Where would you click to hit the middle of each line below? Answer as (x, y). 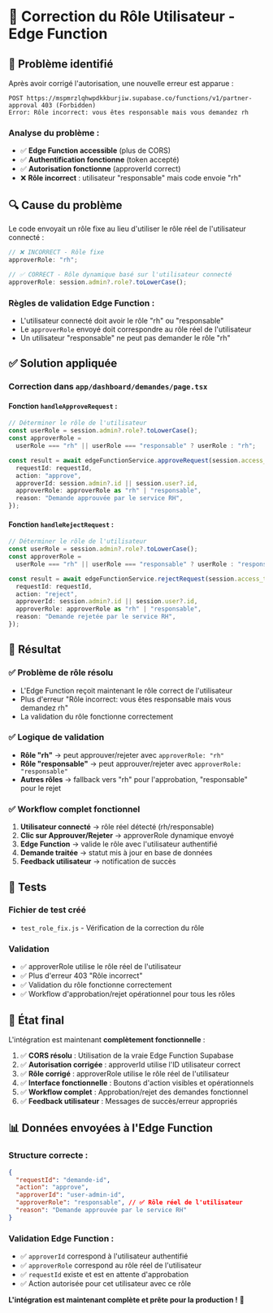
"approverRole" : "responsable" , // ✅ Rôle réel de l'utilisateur (130, 1202)
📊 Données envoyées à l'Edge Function (111, 1128)
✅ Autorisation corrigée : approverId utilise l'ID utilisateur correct (130, 1064)
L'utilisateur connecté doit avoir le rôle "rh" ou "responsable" (122, 320)
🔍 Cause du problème (65, 205)
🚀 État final (37, 1020)
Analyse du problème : (54, 133)
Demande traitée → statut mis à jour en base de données (116, 853)
